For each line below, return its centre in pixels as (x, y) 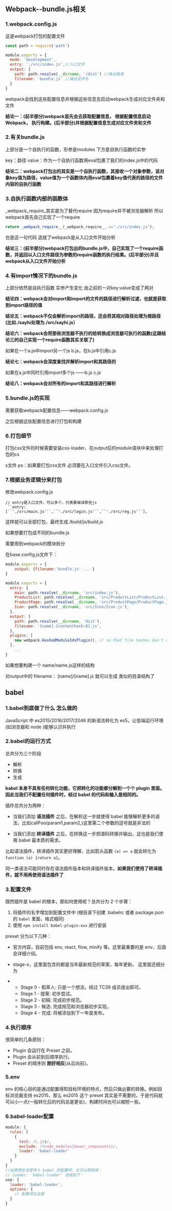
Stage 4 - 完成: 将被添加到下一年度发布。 (64, 1013)
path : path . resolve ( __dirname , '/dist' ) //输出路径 (69, 74)
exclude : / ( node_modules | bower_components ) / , (68, 1146)
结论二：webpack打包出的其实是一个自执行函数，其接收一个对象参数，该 (83, 171)
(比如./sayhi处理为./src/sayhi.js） (42, 323)
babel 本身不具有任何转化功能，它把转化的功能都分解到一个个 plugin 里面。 (85, 788)
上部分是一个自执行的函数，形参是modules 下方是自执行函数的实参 (76, 149)
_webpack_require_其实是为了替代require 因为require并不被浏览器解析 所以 (84, 211)
